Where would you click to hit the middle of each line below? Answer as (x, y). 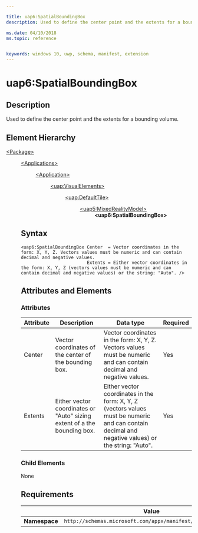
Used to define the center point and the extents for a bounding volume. (92, 119)
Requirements (47, 494)
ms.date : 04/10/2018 (32, 33)
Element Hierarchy (41, 138)
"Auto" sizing (73, 416)
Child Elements (43, 463)
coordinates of (75, 347)
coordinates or (75, 409)
